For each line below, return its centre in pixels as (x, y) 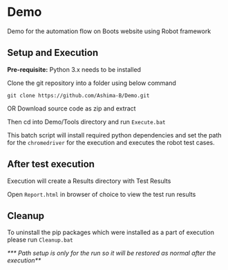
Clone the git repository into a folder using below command (92, 83)
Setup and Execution (53, 53)
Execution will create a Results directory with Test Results (89, 181)
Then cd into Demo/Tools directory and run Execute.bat (86, 122)
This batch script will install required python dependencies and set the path (115, 135)
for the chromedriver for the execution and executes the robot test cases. (111, 142)
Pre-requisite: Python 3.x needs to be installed (74, 69)
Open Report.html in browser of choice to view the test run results (102, 194)
